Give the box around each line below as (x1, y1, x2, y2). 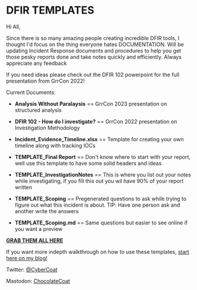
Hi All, (6, 23, 21, 30)
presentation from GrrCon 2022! (6, 77, 85, 84)
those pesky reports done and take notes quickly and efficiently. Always (6, 53, 182, 60)
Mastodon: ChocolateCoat (6, 277, 70, 284)
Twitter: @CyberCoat (6, 266, 58, 273)
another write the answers (14, 207, 79, 214)
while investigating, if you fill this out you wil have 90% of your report (14, 177, 184, 184)
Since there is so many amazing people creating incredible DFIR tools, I (6, 34, 180, 41)
